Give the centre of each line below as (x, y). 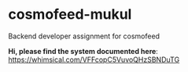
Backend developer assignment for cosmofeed (84, 36)
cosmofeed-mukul (70, 14)
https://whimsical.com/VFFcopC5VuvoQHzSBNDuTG (94, 59)
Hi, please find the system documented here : (83, 51)
